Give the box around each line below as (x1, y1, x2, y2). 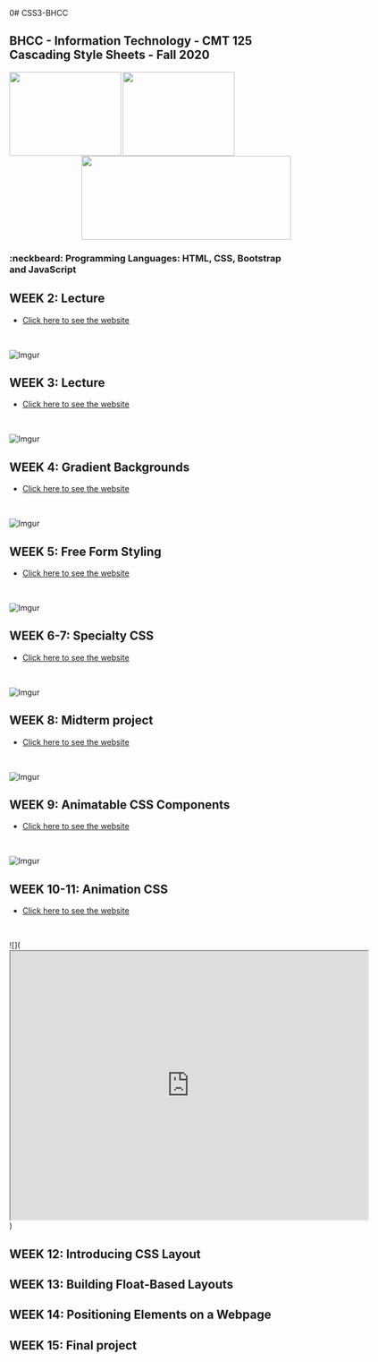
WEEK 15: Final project (9, 1338, 137, 1353)
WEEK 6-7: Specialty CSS (9, 629, 155, 644)
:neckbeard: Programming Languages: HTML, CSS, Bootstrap (9, 252, 281, 264)
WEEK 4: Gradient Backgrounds (9, 459, 190, 475)
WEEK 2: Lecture (9, 291, 105, 306)
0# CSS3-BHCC (9, 8, 69, 18)
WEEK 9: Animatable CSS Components (9, 797, 231, 812)
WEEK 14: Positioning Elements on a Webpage (9, 1307, 272, 1323)
